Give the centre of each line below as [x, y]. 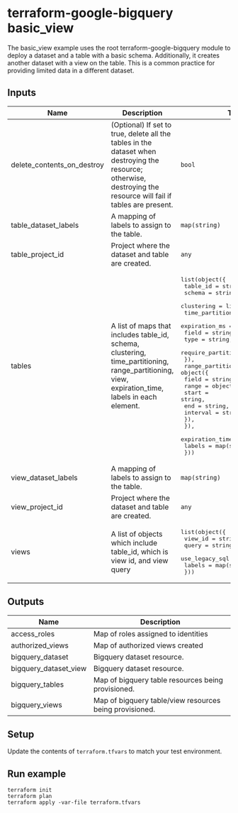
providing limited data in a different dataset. [71, 70]
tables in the [131, 142]
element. [125, 406]
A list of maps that [141, 326]
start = [196, 392]
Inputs [22, 93]
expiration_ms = [206, 326]
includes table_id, [140, 335]
